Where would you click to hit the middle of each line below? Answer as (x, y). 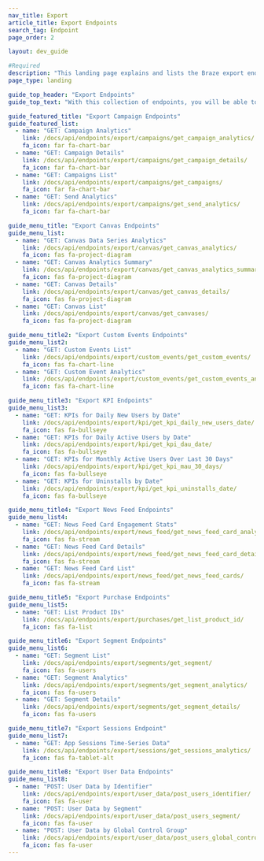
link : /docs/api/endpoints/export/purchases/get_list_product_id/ (133, 619)
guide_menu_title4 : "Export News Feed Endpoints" (91, 510)
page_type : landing (40, 80)
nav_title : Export (38, 15)
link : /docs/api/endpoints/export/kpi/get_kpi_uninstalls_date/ (130, 488)
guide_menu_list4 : (38, 518)
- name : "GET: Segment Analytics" (71, 677)
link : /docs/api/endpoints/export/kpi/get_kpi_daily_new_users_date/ (139, 422)
